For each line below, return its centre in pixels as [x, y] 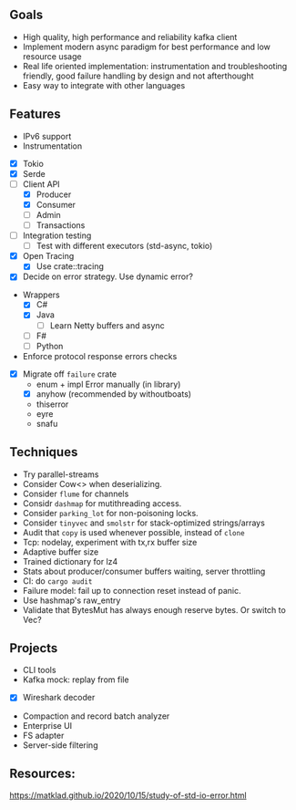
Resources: [42, 773]
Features [35, 114]
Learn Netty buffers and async [107, 325]
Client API [41, 184]
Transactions [61, 225]
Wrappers [41, 295]
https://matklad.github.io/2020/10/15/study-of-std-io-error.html [128, 795]
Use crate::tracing [70, 266]
